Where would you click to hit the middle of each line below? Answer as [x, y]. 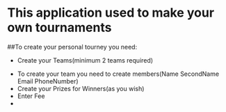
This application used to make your [111, 13]
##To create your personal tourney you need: [72, 47]
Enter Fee [31, 96]
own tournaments [59, 27]
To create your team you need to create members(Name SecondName [118, 74]
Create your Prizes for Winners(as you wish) [81, 88]
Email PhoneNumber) [48, 81]
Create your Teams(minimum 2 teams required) [85, 60]
